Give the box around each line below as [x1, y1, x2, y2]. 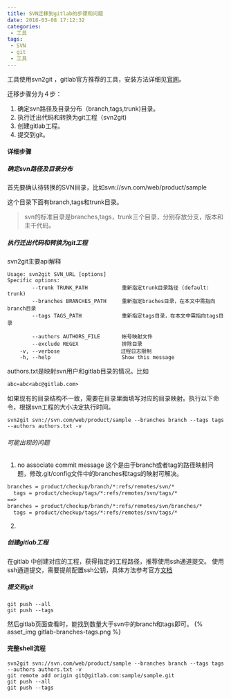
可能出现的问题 [7, 438, 50, 446]
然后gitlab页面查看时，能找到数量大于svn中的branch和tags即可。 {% [7, 620, 203, 628]
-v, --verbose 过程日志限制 [19, 348, 152, 355]
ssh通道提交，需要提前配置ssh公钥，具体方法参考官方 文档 [7, 565, 173, 574]
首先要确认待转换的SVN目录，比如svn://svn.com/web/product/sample [7, 183, 207, 192]
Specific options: [7, 277, 60, 284]
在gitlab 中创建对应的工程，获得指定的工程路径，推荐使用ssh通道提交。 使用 [7, 557, 225, 565]
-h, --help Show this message [19, 354, 175, 361]
